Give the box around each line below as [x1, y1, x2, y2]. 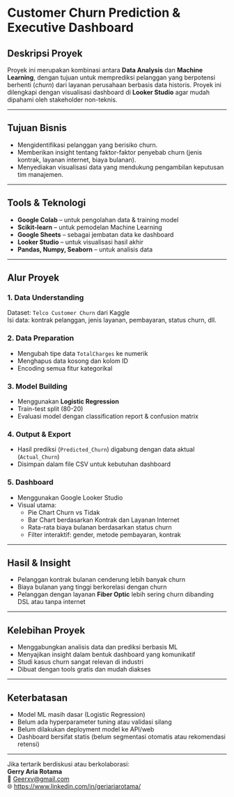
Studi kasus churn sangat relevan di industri [17, 658, 144, 666]
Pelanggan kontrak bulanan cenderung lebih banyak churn [17, 575, 186, 584]
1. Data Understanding [7, 293, 84, 302]
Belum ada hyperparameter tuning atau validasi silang [17, 718, 172, 726]
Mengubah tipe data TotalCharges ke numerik [17, 349, 148, 357]
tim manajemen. [17, 170, 64, 178]
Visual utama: [17, 500, 57, 509]
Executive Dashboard [7, 20, 134, 36]
